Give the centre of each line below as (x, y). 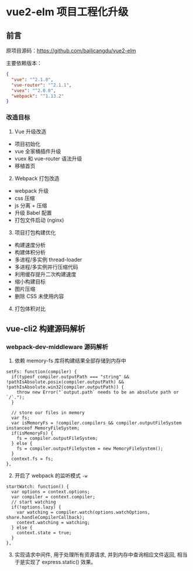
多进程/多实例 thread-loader (48, 259)
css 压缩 (25, 198)
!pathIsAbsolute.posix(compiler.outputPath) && (65, 382)
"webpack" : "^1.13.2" (38, 96)
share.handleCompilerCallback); (45, 518)
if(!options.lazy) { (36, 507)
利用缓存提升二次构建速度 (45, 274)
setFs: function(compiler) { (42, 372)
